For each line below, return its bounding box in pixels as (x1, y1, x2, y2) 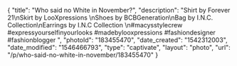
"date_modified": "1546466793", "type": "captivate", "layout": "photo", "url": (7, 44, 231, 51)
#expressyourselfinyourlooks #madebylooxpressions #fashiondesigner (7, 28, 216, 37)
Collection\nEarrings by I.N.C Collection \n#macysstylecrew (7, 21, 183, 29)
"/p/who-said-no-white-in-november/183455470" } (7, 51, 159, 59)
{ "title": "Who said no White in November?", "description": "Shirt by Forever (7, 6, 231, 14)
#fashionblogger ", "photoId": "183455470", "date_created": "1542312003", (7, 36, 228, 44)
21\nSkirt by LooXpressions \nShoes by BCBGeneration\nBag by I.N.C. (7, 13, 214, 22)
